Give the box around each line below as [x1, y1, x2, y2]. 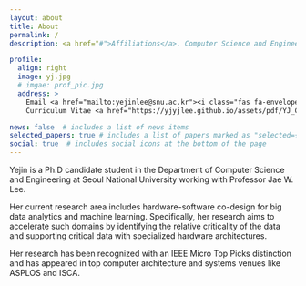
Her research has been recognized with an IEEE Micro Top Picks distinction [9, 248, 291, 259]
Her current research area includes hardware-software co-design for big [9, 201, 282, 212]
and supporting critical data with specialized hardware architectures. [9, 230, 267, 241]
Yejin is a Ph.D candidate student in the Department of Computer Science [9, 165, 285, 175]
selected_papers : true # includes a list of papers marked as [9, 131, 250, 140]
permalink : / [9, 30, 59, 39]
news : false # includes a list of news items [9, 122, 189, 132]
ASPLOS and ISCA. [9, 268, 80, 278]
